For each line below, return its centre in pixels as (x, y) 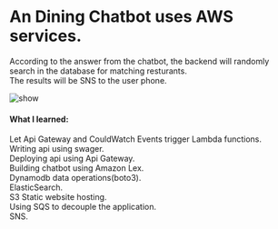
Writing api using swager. (57, 149)
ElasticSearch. (36, 187)
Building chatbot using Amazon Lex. (77, 168)
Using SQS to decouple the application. (83, 207)
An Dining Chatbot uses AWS (122, 17)
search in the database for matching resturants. (99, 71)
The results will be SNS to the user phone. (88, 80)
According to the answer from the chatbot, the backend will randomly (139, 61)
